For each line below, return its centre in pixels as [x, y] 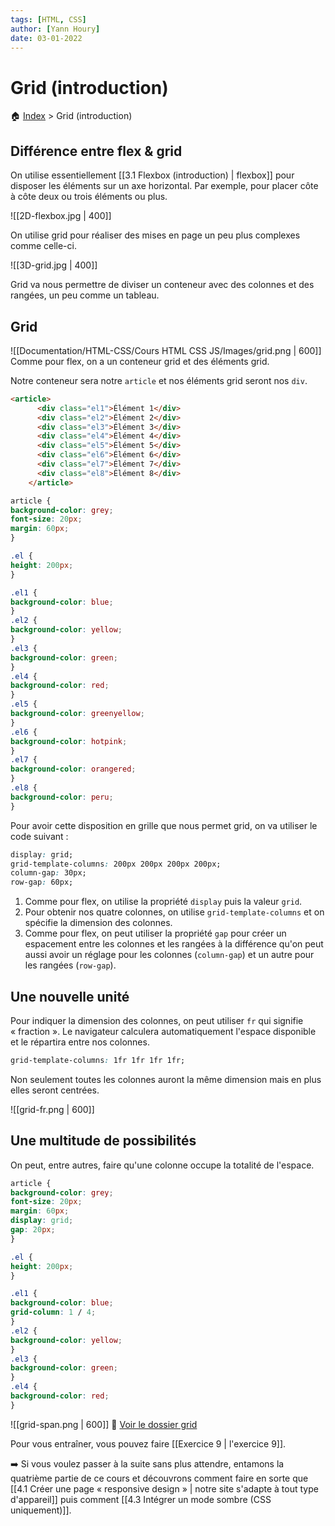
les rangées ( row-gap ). [70, 965]
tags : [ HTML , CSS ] [48, 19]
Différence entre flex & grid [96, 151]
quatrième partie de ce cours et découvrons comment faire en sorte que [159, 1478]
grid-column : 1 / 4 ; [53, 1312]
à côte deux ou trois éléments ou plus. [89, 197]
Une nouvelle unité [70, 996]
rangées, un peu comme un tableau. [85, 295]
